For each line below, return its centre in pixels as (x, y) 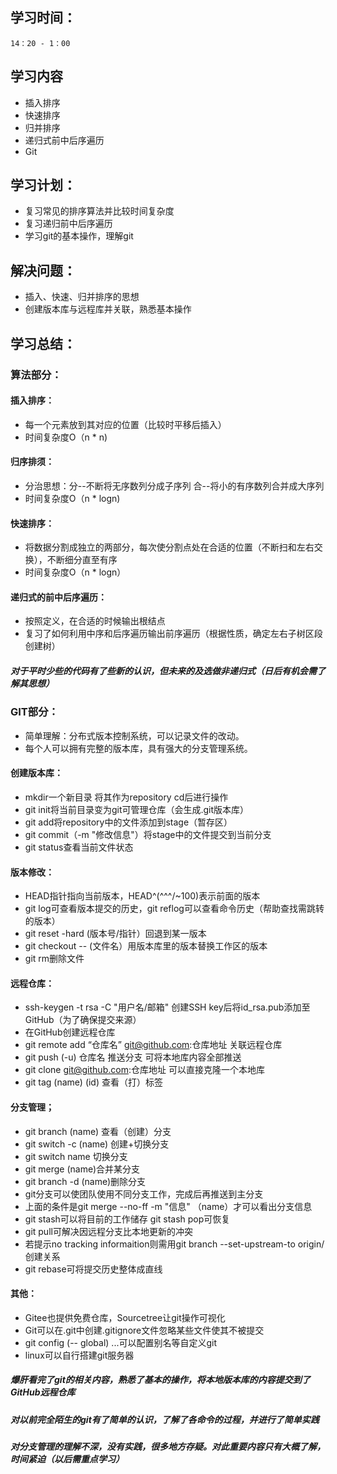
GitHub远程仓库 (43, 1392)
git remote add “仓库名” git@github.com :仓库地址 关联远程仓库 (153, 1045)
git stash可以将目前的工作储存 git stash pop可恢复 (127, 1219)
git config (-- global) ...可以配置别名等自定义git (121, 1342)
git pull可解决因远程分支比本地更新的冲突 (108, 1231)
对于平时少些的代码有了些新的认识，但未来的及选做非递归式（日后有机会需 (163, 670)
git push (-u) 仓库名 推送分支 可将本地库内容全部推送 (133, 1057)
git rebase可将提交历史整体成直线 (93, 1269)
